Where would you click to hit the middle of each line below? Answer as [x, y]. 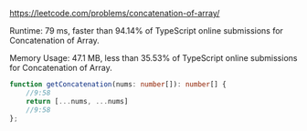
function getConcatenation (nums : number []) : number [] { [118, 85]
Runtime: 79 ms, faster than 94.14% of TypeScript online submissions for [146, 30]
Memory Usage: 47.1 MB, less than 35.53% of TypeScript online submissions [153, 58]
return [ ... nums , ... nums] [77, 101]
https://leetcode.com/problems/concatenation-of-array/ [115, 13]
